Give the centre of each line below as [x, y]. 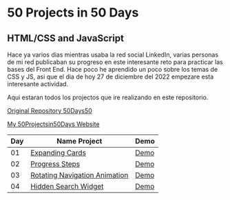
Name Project [80, 141]
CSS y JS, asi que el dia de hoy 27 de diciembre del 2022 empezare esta [111, 77]
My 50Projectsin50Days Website [53, 124]
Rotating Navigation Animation [80, 175]
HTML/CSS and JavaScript [65, 38]
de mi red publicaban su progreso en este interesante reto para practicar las [115, 62]
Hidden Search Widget [67, 186]
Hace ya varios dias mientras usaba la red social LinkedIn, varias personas [113, 54]
